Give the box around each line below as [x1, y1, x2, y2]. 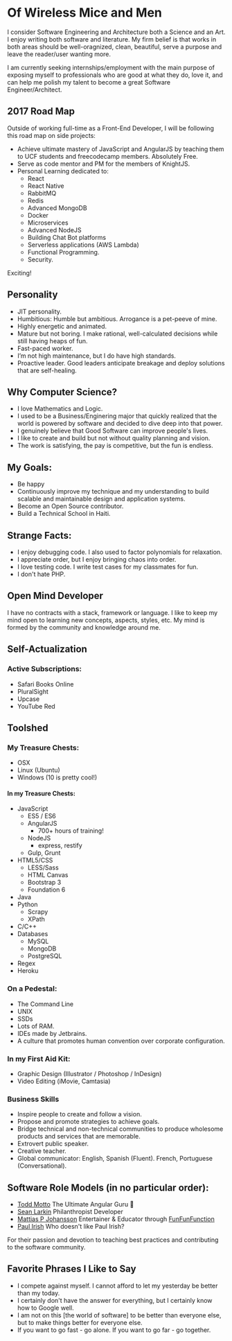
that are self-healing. [17, 366, 78, 374]
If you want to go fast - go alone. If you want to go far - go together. [17, 1326, 211, 1334]
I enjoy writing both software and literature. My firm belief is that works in [7, 35, 217, 43]
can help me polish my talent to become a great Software [7, 78, 171, 86]
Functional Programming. [27, 248, 100, 256]
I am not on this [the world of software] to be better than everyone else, [17, 1310, 222, 1319]
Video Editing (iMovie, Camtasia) [17, 1077, 111, 1085]
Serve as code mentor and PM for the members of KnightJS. [17, 159, 190, 168]
